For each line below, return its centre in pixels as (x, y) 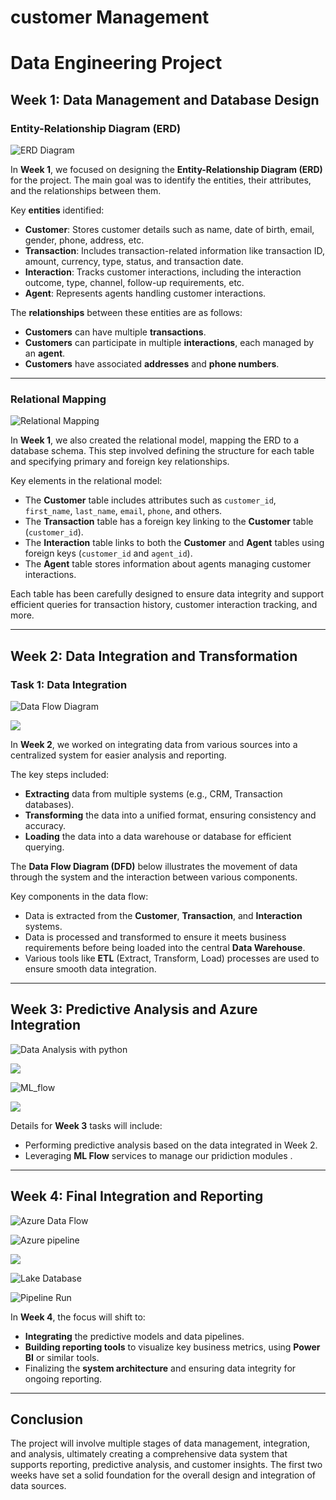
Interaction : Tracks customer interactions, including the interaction (163, 272)
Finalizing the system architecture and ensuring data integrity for (160, 1368)
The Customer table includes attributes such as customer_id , (150, 500)
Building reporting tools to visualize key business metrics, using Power (172, 1347)
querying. (44, 847)
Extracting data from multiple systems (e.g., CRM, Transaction (153, 794)
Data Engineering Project (116, 63)
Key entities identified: (57, 210)
